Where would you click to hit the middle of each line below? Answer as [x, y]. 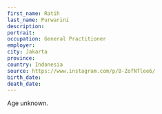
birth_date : [24, 77]
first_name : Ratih [33, 13]
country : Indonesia [35, 65]
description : [26, 26]
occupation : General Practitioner [57, 39]
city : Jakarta [28, 52]
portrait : [21, 33]
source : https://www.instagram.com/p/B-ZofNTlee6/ [81, 71]
